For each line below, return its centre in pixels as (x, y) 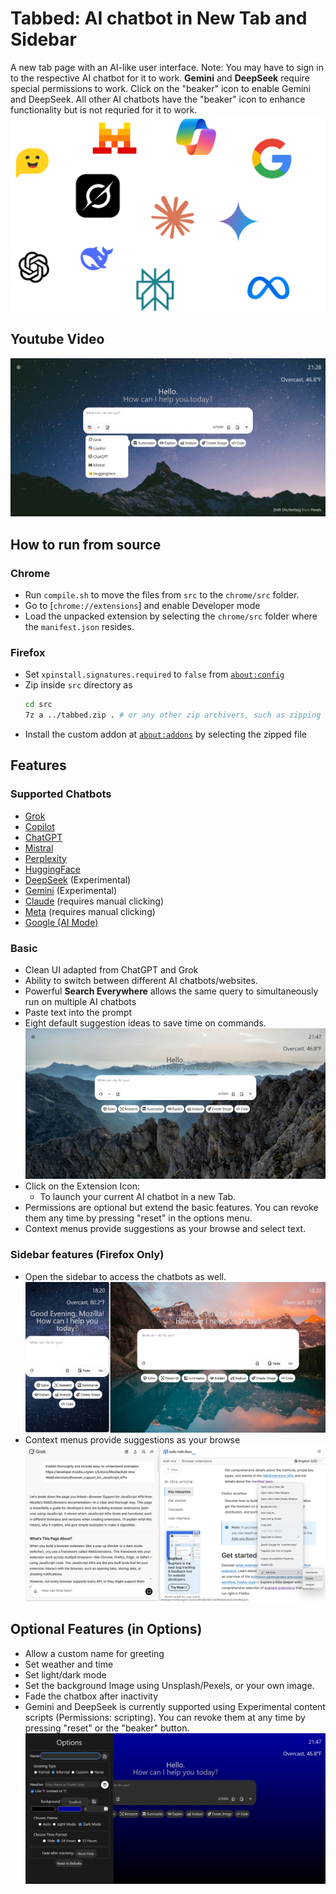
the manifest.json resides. (79, 626)
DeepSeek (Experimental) (78, 879)
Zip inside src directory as (78, 685)
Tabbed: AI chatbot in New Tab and (159, 18)
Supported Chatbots (61, 794)
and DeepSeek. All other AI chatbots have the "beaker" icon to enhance (158, 99)
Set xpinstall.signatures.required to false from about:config (154, 674)
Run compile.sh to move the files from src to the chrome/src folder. (162, 594)
